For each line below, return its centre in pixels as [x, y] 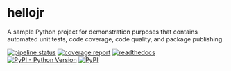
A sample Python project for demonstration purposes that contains [103, 32]
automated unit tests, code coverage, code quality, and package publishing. [115, 39]
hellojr [26, 13]
